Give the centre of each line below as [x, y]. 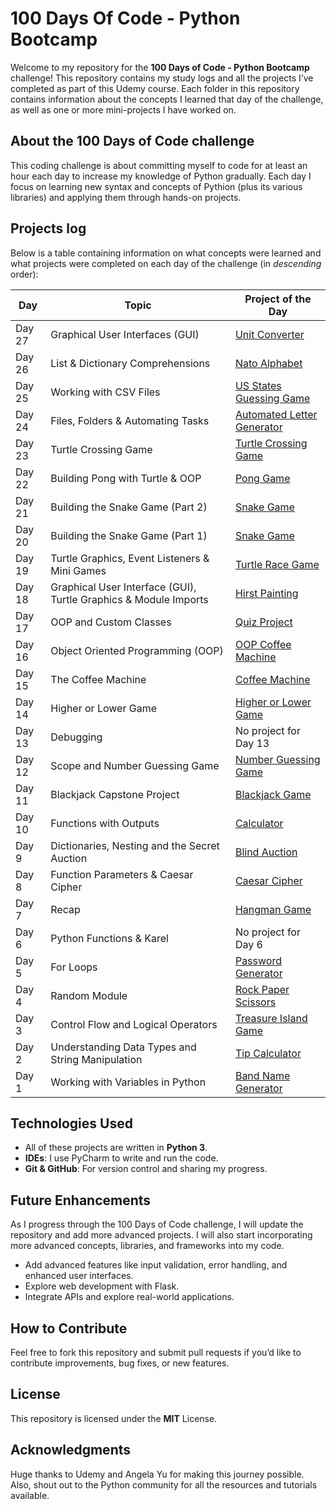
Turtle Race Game [277, 564]
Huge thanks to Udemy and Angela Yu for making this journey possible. [157, 1474]
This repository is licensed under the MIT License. [114, 1418]
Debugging [76, 737]
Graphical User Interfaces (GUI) [125, 334]
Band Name [262, 1075]
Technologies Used [71, 1123]
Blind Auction [266, 852]
